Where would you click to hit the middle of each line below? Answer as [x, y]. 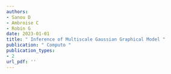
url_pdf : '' [21, 61]
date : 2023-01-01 [28, 34]
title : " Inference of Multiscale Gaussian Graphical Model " [86, 39]
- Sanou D [19, 17]
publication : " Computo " [39, 45]
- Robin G [19, 28]
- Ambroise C [23, 23]
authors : [17, 12]
